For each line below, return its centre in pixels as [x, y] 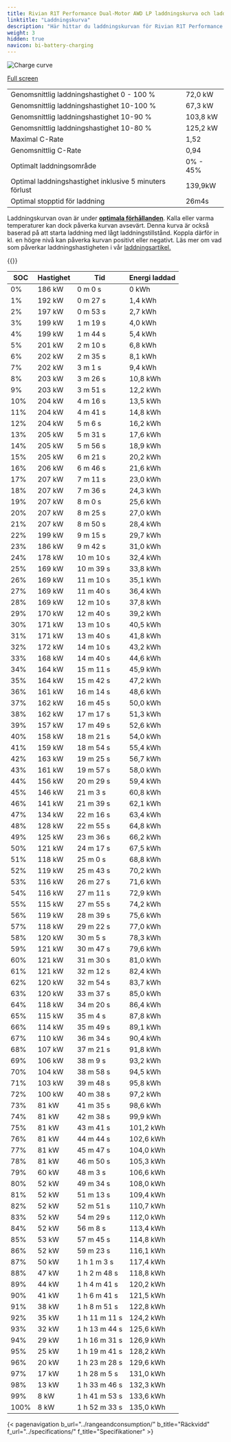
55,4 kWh [145, 747]
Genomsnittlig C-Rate [46, 150]
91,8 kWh [145, 1050]
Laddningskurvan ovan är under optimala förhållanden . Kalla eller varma [111, 218]
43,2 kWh [145, 647]
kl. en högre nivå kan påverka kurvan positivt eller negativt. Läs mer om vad [114, 240]
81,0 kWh [145, 960]
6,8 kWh [143, 345]
